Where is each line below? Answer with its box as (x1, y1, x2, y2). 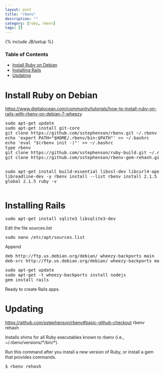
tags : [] (5, 25, 23, 30)
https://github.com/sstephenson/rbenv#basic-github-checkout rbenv (5, 320, 145, 326)
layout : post (5, 7, 32, 12)
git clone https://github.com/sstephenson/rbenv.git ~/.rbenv (5, 130, 157, 136)
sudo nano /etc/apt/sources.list (5, 234, 85, 240)
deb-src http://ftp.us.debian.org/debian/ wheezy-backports (5, 258, 152, 264)
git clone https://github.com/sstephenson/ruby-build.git (5, 150, 147, 156)
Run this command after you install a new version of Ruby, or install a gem (5, 349, 154, 355)
